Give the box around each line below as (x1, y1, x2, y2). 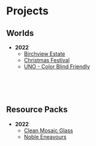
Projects (6, 4, 49, 18)
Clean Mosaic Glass (23, 127, 73, 134)
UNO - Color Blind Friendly (23, 63, 90, 70)
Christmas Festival (23, 57, 70, 63)
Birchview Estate (23, 50, 65, 57)
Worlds (6, 28, 34, 38)
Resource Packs (6, 105, 68, 115)
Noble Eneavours (23, 133, 67, 140)
